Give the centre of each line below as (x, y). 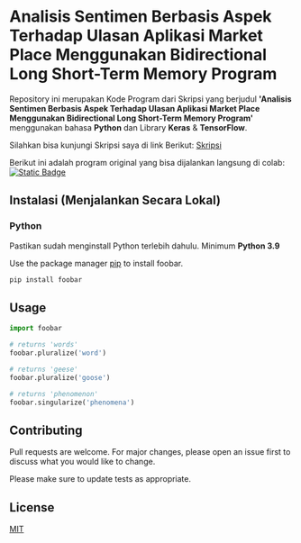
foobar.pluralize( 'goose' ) (60, 377)
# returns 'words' (44, 345)
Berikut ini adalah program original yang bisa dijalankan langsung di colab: (147, 162)
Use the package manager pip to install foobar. (96, 263)
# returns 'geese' (44, 369)
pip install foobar (46, 280)
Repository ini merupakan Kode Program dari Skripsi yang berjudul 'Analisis (150, 99)
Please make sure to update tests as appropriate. (100, 479)
